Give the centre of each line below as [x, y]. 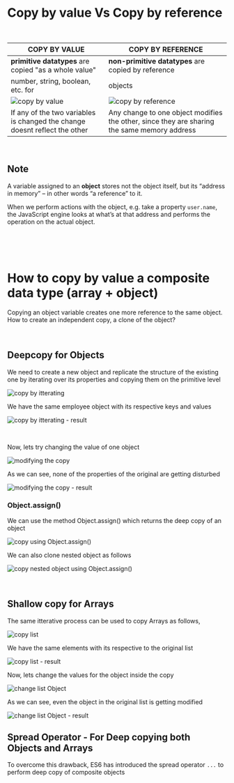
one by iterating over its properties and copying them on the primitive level [114, 379]
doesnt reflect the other [49, 130]
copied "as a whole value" [53, 70]
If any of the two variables [53, 112]
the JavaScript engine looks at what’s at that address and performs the [109, 214]
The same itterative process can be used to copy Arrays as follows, [104, 621]
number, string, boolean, [51, 81]
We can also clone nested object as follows [69, 555]
